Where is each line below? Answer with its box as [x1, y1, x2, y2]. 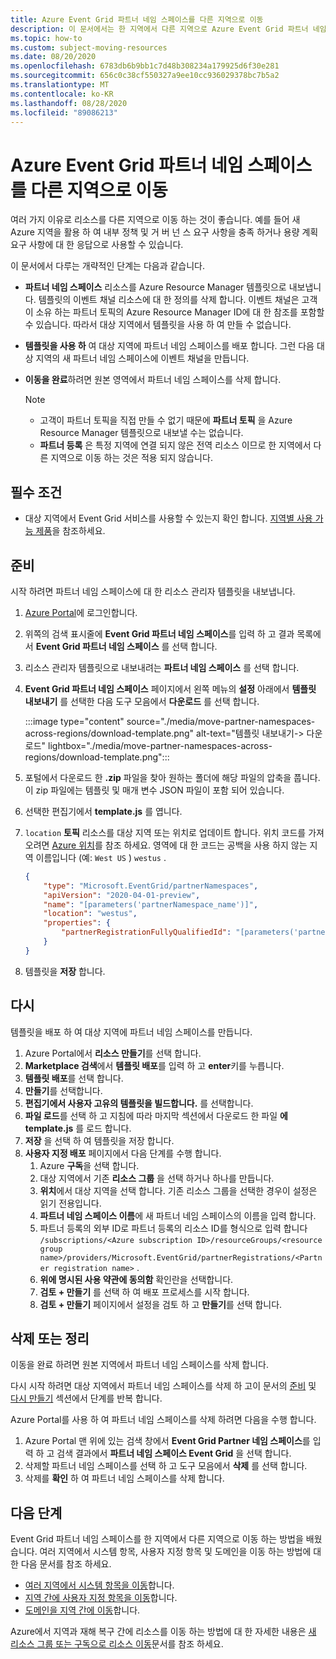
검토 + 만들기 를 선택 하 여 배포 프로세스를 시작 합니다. [39, 1286, 250, 1298]
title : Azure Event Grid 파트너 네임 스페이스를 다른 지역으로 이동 [10, 14, 264, 25]
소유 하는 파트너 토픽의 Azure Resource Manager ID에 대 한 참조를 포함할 [35, 306, 325, 318]
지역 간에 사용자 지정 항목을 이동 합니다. [24, 1592, 178, 1604]
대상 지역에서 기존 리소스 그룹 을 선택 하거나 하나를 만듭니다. [39, 1172, 275, 1184]
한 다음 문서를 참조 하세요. [10, 1558, 112, 1570]
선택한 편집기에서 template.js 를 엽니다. [24, 805, 183, 817]
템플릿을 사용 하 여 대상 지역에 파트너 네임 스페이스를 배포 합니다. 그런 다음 [24, 340, 315, 352]
